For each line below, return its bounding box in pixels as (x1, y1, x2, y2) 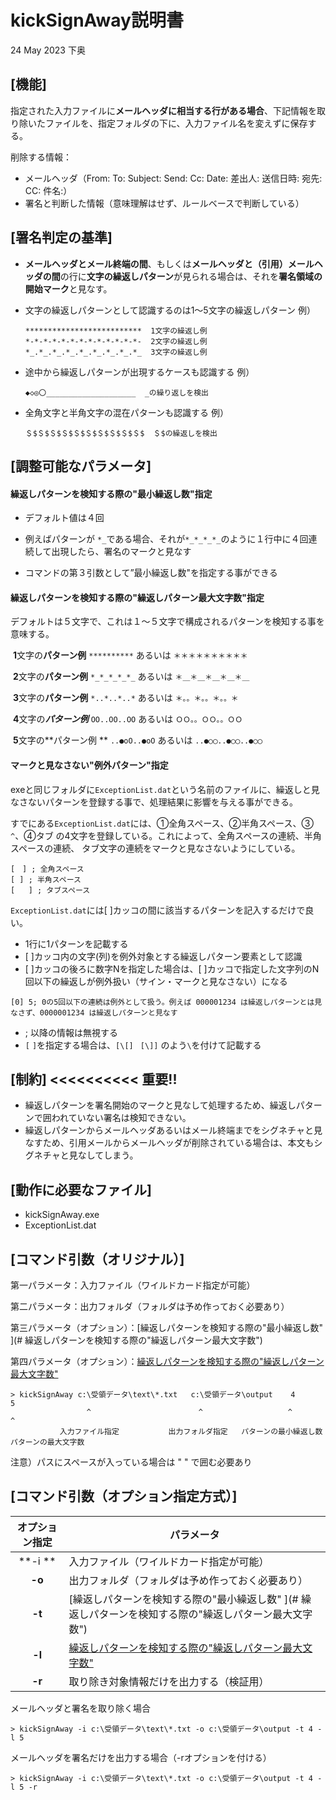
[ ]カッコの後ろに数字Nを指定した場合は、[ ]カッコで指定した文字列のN (24, 962, 320, 975)
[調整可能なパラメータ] (10, 457, 152, 475)
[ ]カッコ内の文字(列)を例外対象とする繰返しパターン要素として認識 (24, 950, 303, 962)
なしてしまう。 (77, 1149, 139, 1161)
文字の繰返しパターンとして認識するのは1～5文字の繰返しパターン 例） (24, 304, 316, 316)
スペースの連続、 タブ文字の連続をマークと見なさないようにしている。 (10, 842, 301, 854)
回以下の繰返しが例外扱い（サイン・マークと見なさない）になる (24, 975, 288, 987)
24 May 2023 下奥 (10, 44, 86, 56)
